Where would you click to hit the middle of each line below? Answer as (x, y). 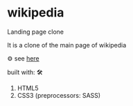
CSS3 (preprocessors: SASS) (59, 95)
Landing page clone (36, 32)
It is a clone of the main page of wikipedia (67, 45)
